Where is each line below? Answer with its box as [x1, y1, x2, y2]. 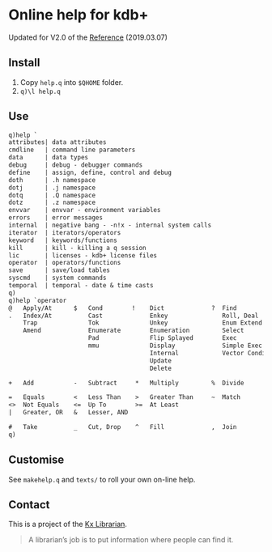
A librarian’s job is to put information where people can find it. [28, 535, 234, 545]
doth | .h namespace [8, 176, 96, 184]
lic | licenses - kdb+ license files [8, 251, 158, 260]
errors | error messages [8, 214, 104, 222]
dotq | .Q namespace [8, 191, 96, 199]
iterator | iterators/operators [8, 228, 121, 236]
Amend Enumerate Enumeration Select [23, 326, 244, 335]
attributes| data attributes [8, 138, 107, 146]
